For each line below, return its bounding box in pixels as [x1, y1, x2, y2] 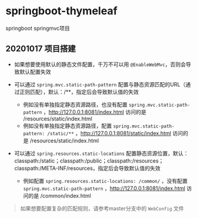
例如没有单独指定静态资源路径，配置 [23, 122, 112, 129]
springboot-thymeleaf [5, 4, 118, 18]
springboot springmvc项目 [5, 24, 70, 32]
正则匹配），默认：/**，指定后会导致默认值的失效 [19, 88, 139, 95]
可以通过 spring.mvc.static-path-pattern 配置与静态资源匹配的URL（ [14, 80, 186, 88]
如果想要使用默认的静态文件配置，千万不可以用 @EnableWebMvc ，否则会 [14, 61, 186, 68]
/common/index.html [40, 192, 92, 199]
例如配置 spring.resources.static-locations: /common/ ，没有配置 [23, 177, 188, 184]
